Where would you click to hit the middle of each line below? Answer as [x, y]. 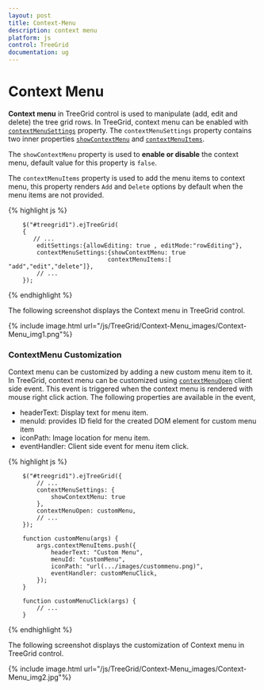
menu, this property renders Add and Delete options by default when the [126, 186]
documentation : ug [38, 52]
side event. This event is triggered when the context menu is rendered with [131, 389]
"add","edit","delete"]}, [51, 266]
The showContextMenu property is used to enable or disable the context [124, 154]
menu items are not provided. [56, 194]
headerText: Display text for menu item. [84, 412]
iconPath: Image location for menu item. [85, 438]
